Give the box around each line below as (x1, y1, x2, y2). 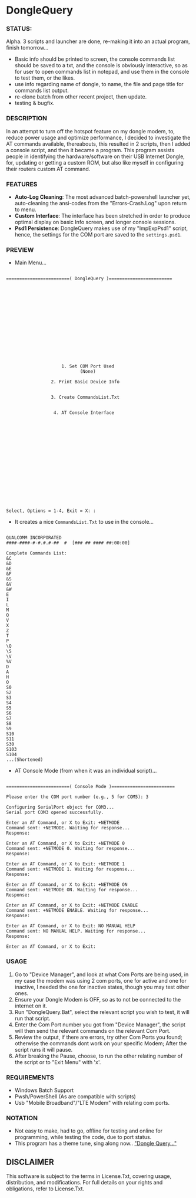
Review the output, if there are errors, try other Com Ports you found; (14, 1033, 182, 1041)
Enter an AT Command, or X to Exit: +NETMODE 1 (6, 861, 125, 867)
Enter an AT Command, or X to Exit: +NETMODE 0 (6, 841, 125, 846)
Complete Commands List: (6, 550, 67, 556)
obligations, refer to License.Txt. (6, 1185, 84, 1192)
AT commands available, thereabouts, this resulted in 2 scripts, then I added (6, 140, 191, 147)
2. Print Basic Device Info (51, 379, 119, 385)
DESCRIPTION (6, 114, 48, 123)
